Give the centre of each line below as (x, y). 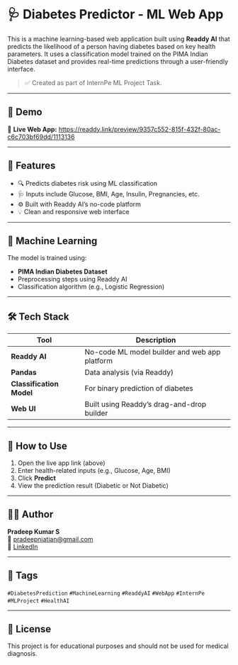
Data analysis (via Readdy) (129, 372)
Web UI (23, 409)
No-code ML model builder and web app (153, 352)
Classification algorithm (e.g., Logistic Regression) (91, 287)
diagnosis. (22, 654)
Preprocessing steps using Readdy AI (72, 279)
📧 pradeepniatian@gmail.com (50, 539)
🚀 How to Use (37, 446)
